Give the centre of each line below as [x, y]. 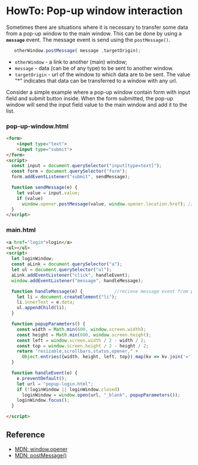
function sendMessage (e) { [44, 188]
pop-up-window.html [37, 126]
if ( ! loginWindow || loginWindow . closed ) [68, 389]
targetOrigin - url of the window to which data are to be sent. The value [102, 74]
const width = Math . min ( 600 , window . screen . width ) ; [81, 329]
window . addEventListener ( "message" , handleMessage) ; [77, 281]
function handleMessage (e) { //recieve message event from [100, 291]
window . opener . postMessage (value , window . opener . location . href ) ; [103, 204]
